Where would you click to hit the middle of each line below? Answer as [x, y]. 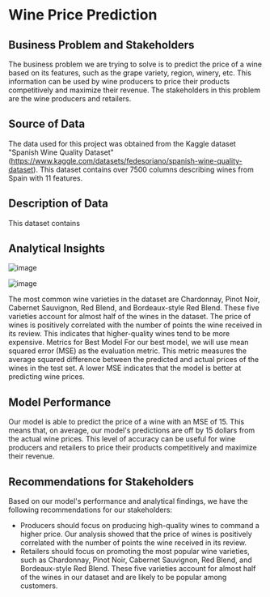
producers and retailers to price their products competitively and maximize [133, 448]
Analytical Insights [57, 249]
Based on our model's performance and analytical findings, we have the [128, 501]
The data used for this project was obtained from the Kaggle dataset [122, 143]
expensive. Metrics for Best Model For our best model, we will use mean [129, 343]
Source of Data [47, 124]
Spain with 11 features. [46, 178]
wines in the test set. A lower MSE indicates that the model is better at [125, 368]
